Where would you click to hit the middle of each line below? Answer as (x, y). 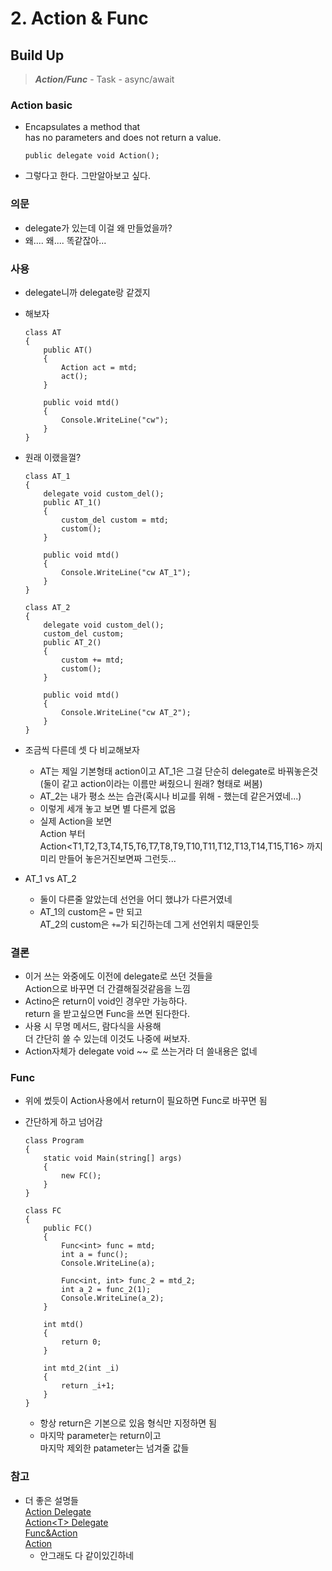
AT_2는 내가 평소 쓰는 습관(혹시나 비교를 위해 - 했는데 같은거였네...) (170, 796)
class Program (54, 1141)
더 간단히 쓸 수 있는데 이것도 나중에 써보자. (107, 1039)
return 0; (81, 1342)
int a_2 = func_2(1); (106, 1290)
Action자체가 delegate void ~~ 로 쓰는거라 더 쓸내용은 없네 (141, 1051)
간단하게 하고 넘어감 (63, 1122)
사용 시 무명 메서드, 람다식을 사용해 (93, 1026)
